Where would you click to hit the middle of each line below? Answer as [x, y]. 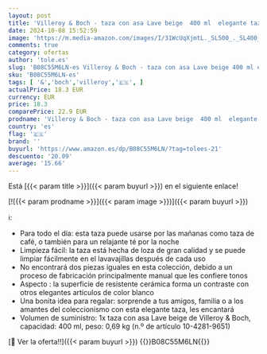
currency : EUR [32, 97]
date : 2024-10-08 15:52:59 [53, 30]
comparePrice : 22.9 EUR [48, 112]
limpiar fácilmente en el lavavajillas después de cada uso [113, 259]
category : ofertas [39, 53]
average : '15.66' [37, 164]
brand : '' [25, 141]
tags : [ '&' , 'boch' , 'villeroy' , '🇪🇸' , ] [76, 82]
